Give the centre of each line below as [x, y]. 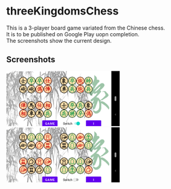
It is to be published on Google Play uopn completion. [73, 34]
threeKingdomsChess [63, 11]
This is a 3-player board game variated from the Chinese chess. [85, 28]
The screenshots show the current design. [59, 40]
